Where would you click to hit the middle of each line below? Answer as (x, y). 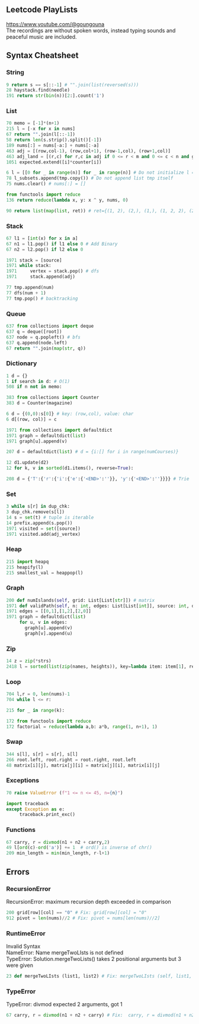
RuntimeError (26, 933)
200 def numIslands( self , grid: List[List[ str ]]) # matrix (81, 600)
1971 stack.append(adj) (41, 277)
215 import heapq (28, 561)
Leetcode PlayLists (42, 10)
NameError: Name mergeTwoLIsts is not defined (65, 952)
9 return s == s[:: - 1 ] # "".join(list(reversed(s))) (73, 85)
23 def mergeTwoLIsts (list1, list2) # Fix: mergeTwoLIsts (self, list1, (99, 976)
